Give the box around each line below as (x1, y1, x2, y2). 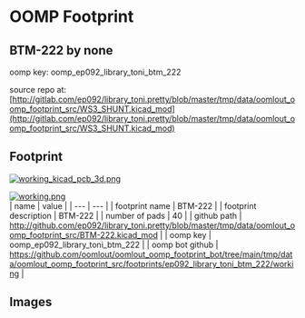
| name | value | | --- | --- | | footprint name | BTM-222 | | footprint (9, 200, 257, 211)
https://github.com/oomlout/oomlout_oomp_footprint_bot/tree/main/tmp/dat (9, 248, 293, 260)
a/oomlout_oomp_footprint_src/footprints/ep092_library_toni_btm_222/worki (9, 258, 294, 269)
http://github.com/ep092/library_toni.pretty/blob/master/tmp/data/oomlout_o (9, 220, 296, 231)
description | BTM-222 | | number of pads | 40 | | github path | (9, 210, 242, 221)
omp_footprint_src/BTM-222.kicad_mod (9, 229, 159, 240)
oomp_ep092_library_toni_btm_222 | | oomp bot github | (9, 239, 219, 250)
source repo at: (9, 84, 66, 94)
